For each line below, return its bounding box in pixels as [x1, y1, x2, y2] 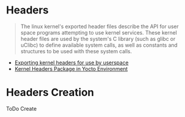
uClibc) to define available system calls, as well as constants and [20, 42, 178, 49]
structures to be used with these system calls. [20, 47, 132, 54]
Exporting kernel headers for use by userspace [14, 59, 129, 66]
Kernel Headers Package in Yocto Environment [14, 65, 128, 72]
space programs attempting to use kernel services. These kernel [20, 29, 177, 36]
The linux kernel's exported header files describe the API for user [20, 23, 179, 30]
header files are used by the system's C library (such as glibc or [20, 35, 176, 42]
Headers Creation [6, 86, 95, 99]
